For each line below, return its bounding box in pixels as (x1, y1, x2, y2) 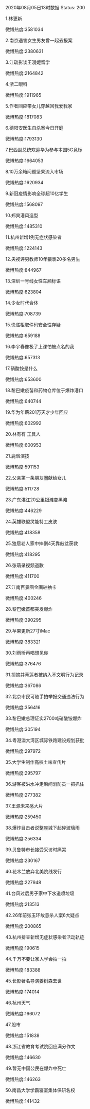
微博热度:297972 (5, 748, 41, 754)
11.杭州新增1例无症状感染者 (5, 234, 62, 240)
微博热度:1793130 (5, 136, 43, 142)
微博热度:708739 (5, 311, 41, 316)
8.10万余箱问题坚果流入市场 (5, 169, 63, 174)
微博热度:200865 (5, 923, 42, 929)
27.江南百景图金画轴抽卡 (5, 584, 57, 590)
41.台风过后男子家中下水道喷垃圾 (5, 890, 75, 896)
